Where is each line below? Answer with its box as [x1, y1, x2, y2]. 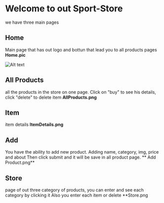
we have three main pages [5, 19, 59, 25]
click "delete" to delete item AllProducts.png [5, 94, 97, 100]
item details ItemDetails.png [5, 122, 64, 127]
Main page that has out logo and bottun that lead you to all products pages [5, 46, 157, 52]
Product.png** [5, 160, 35, 165]
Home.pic [5, 52, 26, 58]
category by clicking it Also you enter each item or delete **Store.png [5, 192, 148, 198]
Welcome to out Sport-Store [5, 3, 123, 14]
